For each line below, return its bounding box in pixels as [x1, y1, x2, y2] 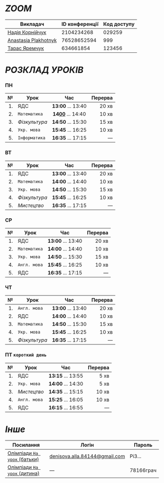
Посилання [12, 441, 40, 448]
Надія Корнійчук [7, 29, 46, 36]
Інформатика [18, 135, 45, 141]
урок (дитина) [7, 470, 40, 477]
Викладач [20, 21, 44, 27]
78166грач [129, 467, 157, 474]
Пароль [134, 441, 153, 448]
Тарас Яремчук [7, 45, 44, 51]
